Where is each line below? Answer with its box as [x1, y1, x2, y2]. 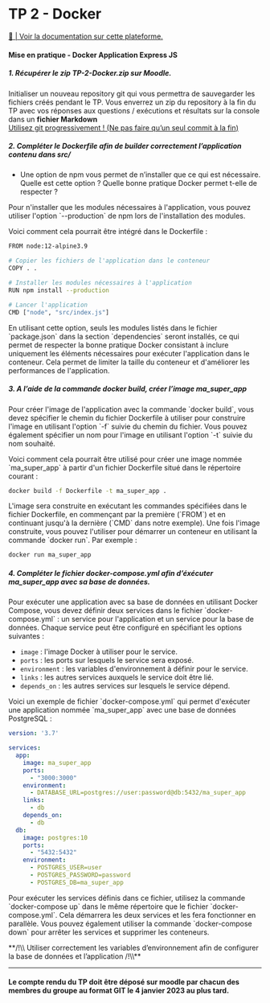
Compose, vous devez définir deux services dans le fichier [8, 606, 203, 615]
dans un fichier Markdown [8, 114, 98, 124]
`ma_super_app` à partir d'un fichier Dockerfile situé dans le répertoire [8, 462, 241, 472]
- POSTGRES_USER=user [29, 864, 103, 872]
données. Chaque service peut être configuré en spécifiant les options [8, 623, 243, 632]
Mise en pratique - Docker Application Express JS [8, 50, 178, 60]
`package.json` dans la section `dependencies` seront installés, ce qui [8, 331, 239, 341]
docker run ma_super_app [8, 551, 92, 559]
